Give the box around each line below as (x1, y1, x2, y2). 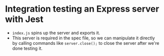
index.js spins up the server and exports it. (12, 30, 100, 36)
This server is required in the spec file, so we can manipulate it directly (12, 35, 155, 41)
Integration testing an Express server (5, 3, 160, 15)
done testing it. (12, 45, 43, 51)
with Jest (5, 14, 44, 25)
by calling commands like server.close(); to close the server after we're (12, 40, 160, 46)
